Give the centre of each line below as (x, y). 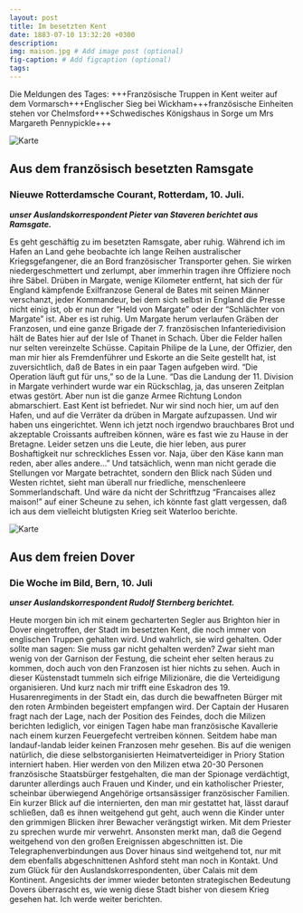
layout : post (34, 18)
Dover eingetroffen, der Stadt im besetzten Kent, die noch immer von (138, 629)
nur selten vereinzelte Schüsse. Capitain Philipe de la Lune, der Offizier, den (151, 347)
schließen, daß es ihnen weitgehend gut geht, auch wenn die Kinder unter (147, 812)
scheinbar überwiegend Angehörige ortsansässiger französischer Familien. (150, 793)
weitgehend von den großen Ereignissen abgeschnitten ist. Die (126, 841)
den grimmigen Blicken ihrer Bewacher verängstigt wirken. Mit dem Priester (150, 822)
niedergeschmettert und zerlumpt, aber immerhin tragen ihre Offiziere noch (150, 270)
